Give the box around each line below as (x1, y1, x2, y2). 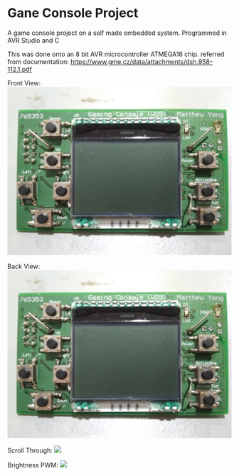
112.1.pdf (7, 65, 32, 73)
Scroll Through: (7, 446, 53, 455)
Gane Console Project (7, 5, 139, 21)
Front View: (7, 78, 41, 87)
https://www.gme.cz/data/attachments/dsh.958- (70, 57, 213, 65)
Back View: (7, 262, 41, 270)
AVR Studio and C (7, 36, 60, 44)
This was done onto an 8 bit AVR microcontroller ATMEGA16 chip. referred (7, 50, 225, 58)
